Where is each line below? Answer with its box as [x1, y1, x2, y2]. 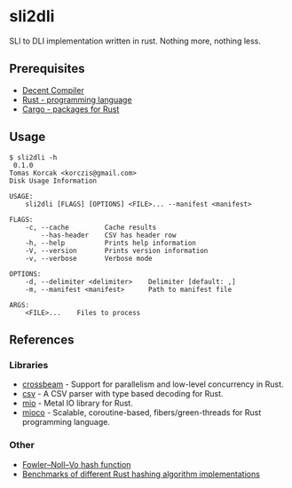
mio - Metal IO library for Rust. [21, 397, 133, 409]
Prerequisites [9, 61, 85, 76]
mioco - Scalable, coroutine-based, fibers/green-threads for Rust [21, 407, 262, 418]
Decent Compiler [21, 84, 84, 95]
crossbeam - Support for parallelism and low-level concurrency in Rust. [21, 379, 284, 390]
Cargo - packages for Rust [21, 104, 120, 114]
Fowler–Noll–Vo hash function [21, 459, 131, 469]
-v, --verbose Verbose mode [25, 254, 153, 263]
